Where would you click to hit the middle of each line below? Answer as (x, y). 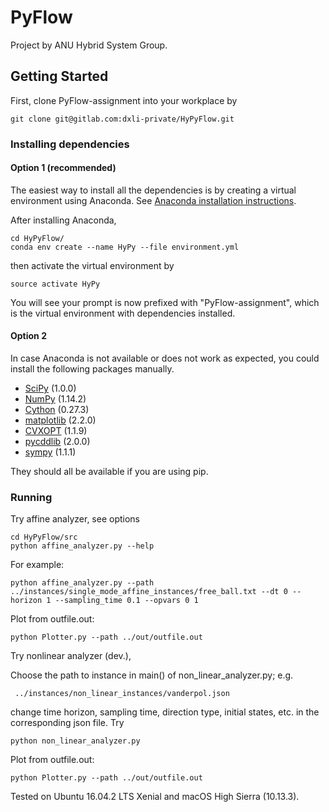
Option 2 (28, 336)
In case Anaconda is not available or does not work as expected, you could (165, 358)
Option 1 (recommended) (63, 168)
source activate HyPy (55, 284)
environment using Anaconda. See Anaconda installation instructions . (153, 200)
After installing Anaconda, (63, 220)
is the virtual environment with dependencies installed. (123, 313)
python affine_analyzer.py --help (82, 546)
